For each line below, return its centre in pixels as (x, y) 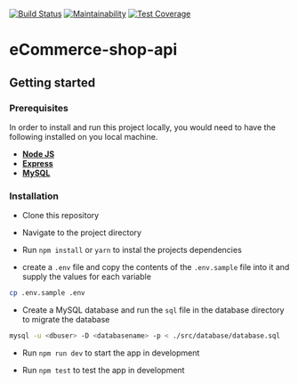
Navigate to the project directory (82, 233)
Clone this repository (60, 216)
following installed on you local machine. (84, 136)
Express (37, 163)
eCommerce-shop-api (93, 50)
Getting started (52, 82)
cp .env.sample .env (48, 293)
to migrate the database (66, 320)
